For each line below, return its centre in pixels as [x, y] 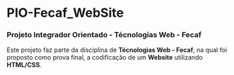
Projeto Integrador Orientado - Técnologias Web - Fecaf [104, 35]
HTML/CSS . [24, 65]
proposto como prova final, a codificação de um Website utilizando [105, 57]
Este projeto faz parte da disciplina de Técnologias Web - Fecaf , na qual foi [117, 50]
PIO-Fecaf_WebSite [65, 13]
